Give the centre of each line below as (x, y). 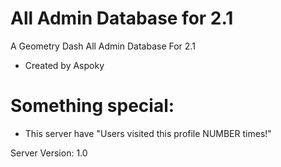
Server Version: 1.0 (49, 153)
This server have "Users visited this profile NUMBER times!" (148, 133)
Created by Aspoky (64, 65)
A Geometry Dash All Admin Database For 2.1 (103, 46)
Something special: (92, 106)
